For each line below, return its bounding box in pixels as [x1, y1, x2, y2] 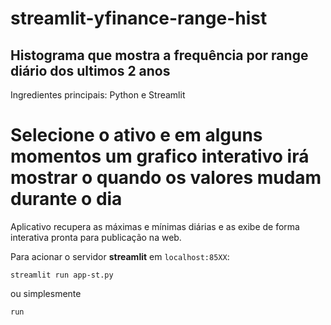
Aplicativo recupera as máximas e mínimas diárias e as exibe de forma [10, 220, 300, 232]
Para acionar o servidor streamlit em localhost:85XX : [10, 250, 230, 262]
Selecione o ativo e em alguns [10, 124, 263, 147]
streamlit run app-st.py [10, 270, 114, 280]
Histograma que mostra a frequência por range [10, 47, 309, 64]
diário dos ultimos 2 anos [10, 62, 171, 79]
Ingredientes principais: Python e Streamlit [10, 89, 186, 101]
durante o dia [10, 188, 123, 211]
